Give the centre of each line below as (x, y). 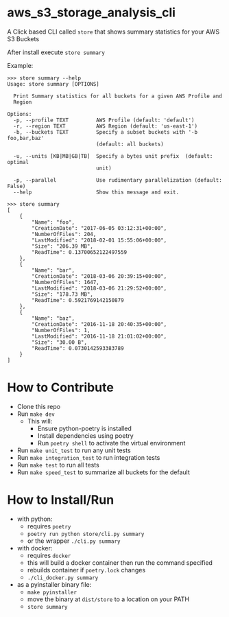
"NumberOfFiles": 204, (64, 234)
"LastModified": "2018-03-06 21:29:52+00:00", (99, 288)
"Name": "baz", (53, 318)
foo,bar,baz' (26, 138)
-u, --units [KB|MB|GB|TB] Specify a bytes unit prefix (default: (113, 156)
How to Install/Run (61, 500)
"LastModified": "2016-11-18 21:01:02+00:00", (99, 336)
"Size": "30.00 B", (60, 342)
